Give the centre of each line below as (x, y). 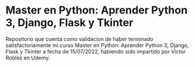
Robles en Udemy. (28, 58)
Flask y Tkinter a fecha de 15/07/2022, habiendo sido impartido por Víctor (96, 51)
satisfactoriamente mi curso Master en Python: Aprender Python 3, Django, (97, 45)
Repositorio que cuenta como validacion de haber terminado (79, 39)
